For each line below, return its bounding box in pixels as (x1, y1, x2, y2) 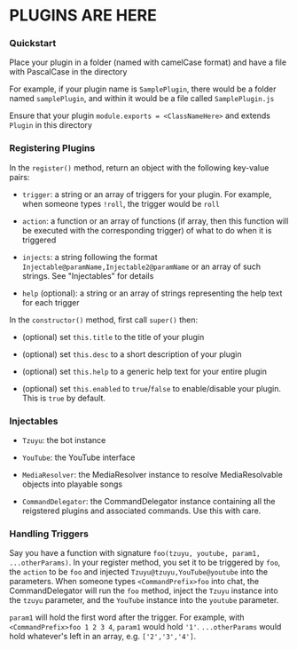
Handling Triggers (9, 527, 89, 540)
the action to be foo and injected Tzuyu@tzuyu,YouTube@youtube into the (9, 567, 269, 577)
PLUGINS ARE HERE (9, 5, 157, 26)
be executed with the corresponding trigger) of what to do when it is (21, 225, 272, 235)
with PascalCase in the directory (9, 67, 128, 77)
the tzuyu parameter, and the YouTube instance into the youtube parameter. (9, 595, 279, 606)
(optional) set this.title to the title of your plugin (21, 331, 205, 342)
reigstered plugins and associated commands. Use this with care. (21, 505, 262, 516)
